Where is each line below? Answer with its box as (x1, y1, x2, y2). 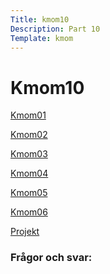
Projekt (10, 226, 40, 238)
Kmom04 (10, 167, 49, 180)
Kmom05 (10, 187, 48, 199)
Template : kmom (10, 33, 74, 43)
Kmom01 (10, 109, 47, 121)
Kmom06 (10, 206, 48, 218)
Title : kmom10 (10, 14, 70, 25)
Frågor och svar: (10, 251, 93, 265)
